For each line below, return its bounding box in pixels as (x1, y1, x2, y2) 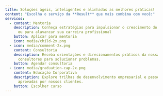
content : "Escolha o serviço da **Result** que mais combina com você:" (5, 12, 155, 16)
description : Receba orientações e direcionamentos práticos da (14, 52, 147, 57)
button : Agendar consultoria (14, 61, 73, 66)
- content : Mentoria (9, 20, 51, 26)
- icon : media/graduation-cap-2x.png (9, 66, 86, 71)
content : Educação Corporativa (14, 70, 77, 75)
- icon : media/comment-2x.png (9, 43, 70, 48)
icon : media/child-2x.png (14, 39, 66, 44)
